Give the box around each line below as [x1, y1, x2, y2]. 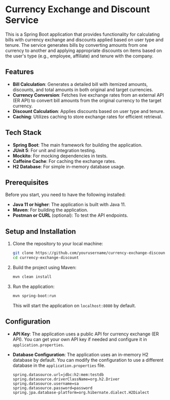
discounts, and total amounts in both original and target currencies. [12, 87, 153, 93]
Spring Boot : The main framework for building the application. [12, 141, 143, 148]
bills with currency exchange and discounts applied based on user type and [5, 37, 164, 43]
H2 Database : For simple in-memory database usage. [12, 163, 125, 169]
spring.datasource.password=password [12, 385, 93, 390]
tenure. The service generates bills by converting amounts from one [5, 42, 148, 48]
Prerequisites [5, 178, 49, 187]
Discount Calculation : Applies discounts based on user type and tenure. [12, 108, 165, 114]
